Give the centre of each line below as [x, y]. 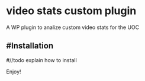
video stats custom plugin [71, 11]
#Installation [30, 46]
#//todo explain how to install [41, 60]
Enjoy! [14, 72]
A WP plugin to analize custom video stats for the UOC [73, 27]
